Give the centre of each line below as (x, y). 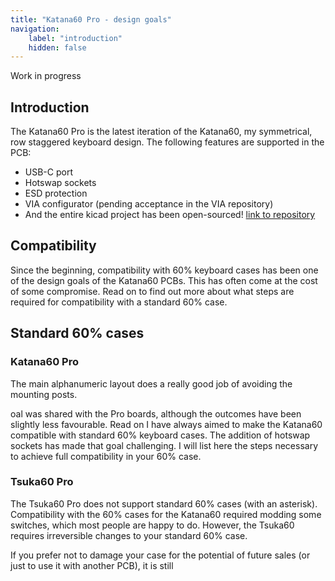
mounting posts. (44, 394)
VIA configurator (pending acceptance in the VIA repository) (149, 204)
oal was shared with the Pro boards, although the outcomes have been (156, 413)
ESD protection (56, 193)
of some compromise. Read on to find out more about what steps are (152, 291)
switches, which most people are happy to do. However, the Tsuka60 (152, 525)
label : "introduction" (75, 38)
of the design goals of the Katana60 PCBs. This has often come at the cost (164, 280)
